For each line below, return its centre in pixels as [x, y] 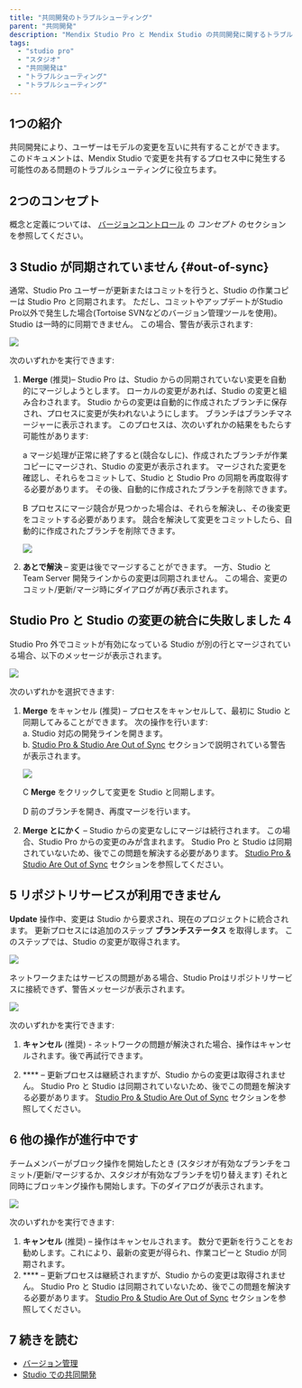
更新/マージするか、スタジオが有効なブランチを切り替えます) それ [158, 1174]
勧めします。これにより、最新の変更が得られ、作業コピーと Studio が [151, 1253]
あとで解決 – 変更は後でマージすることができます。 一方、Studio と [147, 567]
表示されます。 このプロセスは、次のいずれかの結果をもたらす [177, 424]
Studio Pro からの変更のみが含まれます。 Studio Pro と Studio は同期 [165, 842]
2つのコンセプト [55, 201]
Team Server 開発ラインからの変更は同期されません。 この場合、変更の [155, 578]
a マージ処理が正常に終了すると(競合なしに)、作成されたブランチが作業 [155, 455]
